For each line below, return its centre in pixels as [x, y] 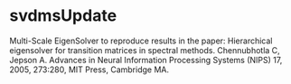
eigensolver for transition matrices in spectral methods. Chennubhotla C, [145, 50]
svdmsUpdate [63, 16]
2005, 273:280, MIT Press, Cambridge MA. [89, 70]
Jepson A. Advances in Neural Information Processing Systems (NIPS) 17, [146, 60]
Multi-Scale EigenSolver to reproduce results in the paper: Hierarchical [141, 41]
